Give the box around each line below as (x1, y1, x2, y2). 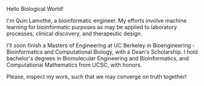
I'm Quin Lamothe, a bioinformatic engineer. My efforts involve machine (6, 17, 187, 24)
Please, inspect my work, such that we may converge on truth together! (6, 73, 187, 80)
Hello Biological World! (6, 5, 64, 12)
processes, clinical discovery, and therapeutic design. (6, 30, 143, 37)
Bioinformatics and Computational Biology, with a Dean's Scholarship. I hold (6, 48, 198, 56)
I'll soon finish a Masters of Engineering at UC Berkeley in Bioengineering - (6, 42, 195, 49)
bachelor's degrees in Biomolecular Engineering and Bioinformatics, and (6, 55, 189, 62)
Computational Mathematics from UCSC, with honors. (6, 61, 142, 68)
